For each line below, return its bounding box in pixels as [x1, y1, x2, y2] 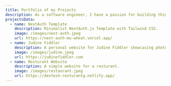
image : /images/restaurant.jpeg [14, 69, 83, 74]
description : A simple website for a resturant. [14, 64, 120, 69]
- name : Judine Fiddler [10, 40, 60, 46]
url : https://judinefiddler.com [14, 54, 83, 60]
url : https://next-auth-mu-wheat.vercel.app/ [14, 36, 113, 41]
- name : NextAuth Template [10, 21, 67, 27]
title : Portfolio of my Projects [5, 7, 76, 13]
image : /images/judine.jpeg [14, 50, 74, 55]
